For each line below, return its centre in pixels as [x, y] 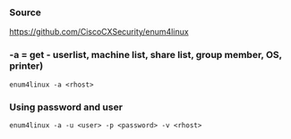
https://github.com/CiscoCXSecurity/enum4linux [99, 32]
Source [26, 12]
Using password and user [66, 107]
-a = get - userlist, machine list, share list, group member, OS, [145, 55]
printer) [26, 66]
